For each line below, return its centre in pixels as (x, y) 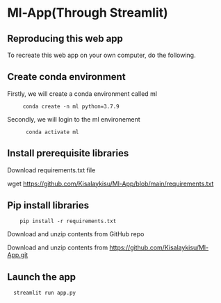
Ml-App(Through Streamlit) (88, 13)
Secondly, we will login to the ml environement (74, 119)
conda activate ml (52, 132)
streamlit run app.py (45, 293)
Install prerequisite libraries (68, 153)
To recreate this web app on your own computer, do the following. (101, 55)
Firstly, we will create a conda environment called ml (82, 93)
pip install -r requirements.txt (68, 221)
